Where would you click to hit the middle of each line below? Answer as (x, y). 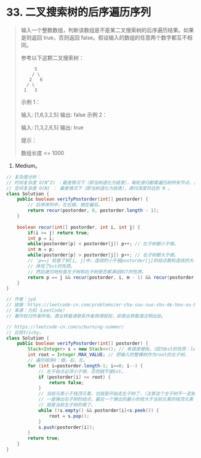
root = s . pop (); (69, 416)
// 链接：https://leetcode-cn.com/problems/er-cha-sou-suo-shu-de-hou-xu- (100, 305)
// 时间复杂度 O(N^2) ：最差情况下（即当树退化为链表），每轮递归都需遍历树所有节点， (100, 183)
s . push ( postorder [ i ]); (66, 427)
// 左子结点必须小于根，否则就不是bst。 (82, 371)
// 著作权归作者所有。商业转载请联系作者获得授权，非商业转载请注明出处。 (86, 316)
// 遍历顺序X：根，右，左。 (58, 360)
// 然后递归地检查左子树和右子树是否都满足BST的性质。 (87, 272)
